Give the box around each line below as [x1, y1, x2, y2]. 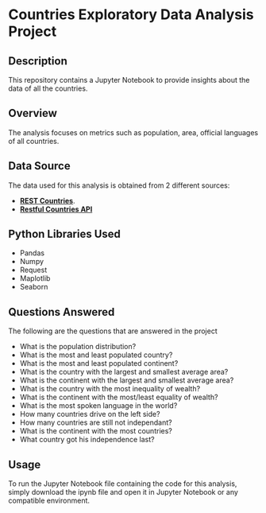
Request [19, 265, 48, 275]
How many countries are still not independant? [19, 418, 172, 427]
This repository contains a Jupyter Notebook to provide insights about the [8, 76, 250, 84]
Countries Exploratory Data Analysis [8, 6, 254, 24]
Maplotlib [19, 274, 51, 283]
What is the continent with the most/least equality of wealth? [19, 392, 218, 402]
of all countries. [8, 136, 60, 146]
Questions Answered [8, 305, 115, 319]
